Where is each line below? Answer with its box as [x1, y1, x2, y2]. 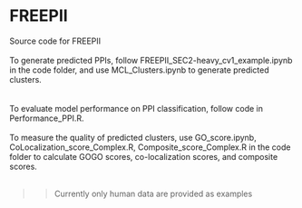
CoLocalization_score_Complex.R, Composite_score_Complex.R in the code [9, 142, 291, 153]
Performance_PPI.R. [9, 113, 84, 124]
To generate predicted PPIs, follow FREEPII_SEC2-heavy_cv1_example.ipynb [9, 54, 293, 65]
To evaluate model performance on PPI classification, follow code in [9, 103, 263, 114]
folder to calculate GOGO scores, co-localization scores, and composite [9, 151, 278, 162]
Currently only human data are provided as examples [54, 188, 253, 199]
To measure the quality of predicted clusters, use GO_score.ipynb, [9, 132, 257, 143]
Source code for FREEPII [9, 35, 102, 46]
